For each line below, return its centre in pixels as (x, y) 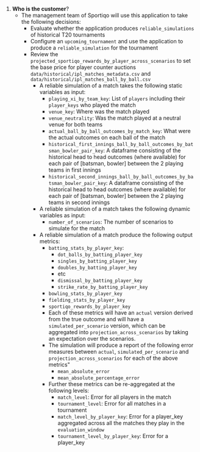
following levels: (69, 391)
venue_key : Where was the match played (99, 111)
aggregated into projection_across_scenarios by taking (118, 332)
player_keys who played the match (92, 105)
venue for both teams (75, 124)
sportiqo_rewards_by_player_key (90, 307)
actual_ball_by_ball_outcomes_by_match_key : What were (120, 131)
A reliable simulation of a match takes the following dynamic (115, 209)
